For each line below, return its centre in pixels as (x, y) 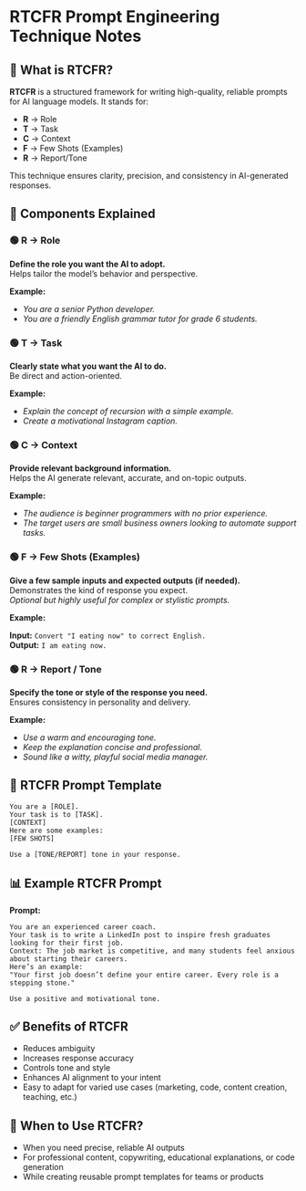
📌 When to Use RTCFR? (76, 1126)
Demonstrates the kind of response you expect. (99, 590)
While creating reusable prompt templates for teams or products (143, 1177)
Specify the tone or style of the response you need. (108, 692)
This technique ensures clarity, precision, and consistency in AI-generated (149, 176)
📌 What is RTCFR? (61, 70)
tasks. (34, 533)
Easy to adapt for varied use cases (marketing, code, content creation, (155, 1087)
